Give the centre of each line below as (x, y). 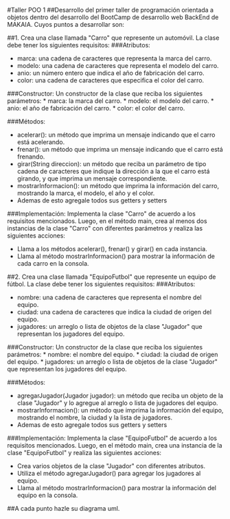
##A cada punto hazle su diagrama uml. (64, 508)
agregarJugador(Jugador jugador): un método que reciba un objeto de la (120, 395)
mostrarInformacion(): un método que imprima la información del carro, (118, 186)
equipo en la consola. (47, 495)
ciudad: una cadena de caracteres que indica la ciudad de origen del (114, 312)
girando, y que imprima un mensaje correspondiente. (92, 178)
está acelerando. (41, 142)
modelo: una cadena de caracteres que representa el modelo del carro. (118, 66)
